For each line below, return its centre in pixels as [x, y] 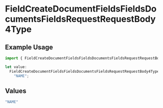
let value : [16, 67]
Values [16, 91]
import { [14, 58]
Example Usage [29, 47]
